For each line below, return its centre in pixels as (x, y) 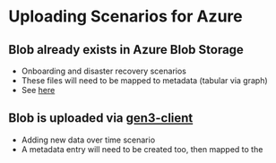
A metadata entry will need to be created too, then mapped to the (142, 149)
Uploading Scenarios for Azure (125, 17)
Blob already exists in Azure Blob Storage (126, 50)
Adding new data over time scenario (88, 140)
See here (38, 90)
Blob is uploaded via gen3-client (101, 118)
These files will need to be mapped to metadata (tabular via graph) (144, 81)
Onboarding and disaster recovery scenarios (104, 71)
